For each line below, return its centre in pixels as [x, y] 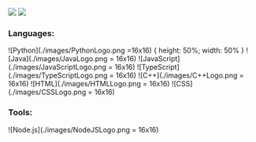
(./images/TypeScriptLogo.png [58, 75]
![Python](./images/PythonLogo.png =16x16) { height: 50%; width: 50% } [126, 50]
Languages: [32, 33]
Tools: [20, 112]
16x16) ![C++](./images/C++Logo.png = [180, 75]
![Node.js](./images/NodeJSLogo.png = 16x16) [83, 129]
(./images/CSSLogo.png [47, 92]
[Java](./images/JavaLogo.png [58, 59]
